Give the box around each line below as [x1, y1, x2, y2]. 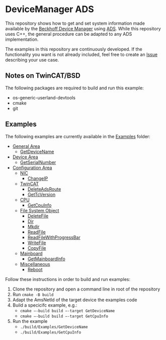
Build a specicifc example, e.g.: [12, 302, 77, 308]
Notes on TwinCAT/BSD [5, 72, 80, 80]
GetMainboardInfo [27, 256, 65, 262]
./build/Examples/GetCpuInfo [20, 329, 81, 335]
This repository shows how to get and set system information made [5, 20, 145, 26]
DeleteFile [27, 213, 49, 219]
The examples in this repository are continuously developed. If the [5, 46, 142, 52]
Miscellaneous [20, 261, 50, 267]
